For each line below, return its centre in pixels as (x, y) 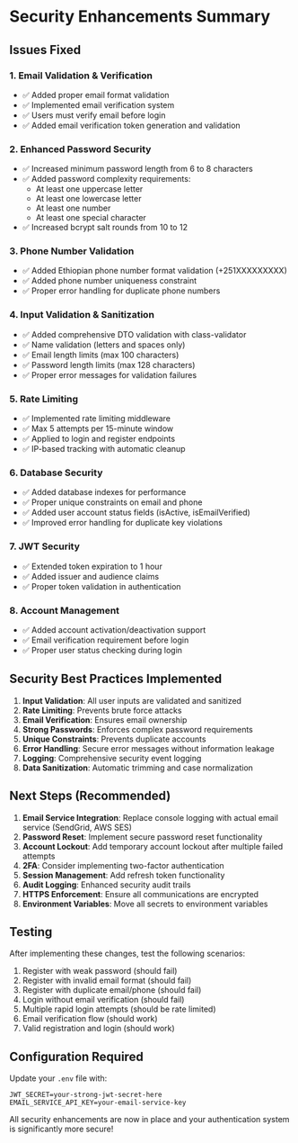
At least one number (73, 208)
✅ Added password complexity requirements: (106, 179)
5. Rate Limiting (44, 399)
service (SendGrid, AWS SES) (77, 827)
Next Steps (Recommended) (90, 796)
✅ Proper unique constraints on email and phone (112, 502)
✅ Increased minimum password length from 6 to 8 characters (137, 169)
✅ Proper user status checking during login (102, 650)
